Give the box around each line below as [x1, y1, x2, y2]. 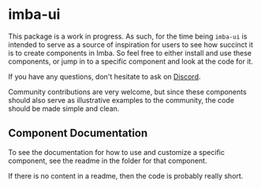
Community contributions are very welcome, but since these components [8, 87, 247, 96]
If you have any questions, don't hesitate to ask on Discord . [8, 72, 201, 81]
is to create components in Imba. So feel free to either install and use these [8, 48, 252, 57]
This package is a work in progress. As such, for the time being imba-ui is [8, 31, 248, 41]
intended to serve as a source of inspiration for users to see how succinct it [8, 39, 254, 49]
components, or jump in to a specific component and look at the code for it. [8, 57, 254, 66]
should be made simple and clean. [8, 104, 120, 113]
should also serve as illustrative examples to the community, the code [8, 95, 235, 105]
